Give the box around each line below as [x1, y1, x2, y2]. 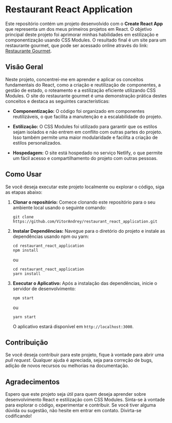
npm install [12, 248, 38, 253]
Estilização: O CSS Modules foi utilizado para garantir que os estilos [12, 123, 158, 129]
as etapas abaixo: [5, 189, 42, 195]
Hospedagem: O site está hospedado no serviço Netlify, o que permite [12, 150, 163, 156]
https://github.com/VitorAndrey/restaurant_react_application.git [12, 219, 158, 224]
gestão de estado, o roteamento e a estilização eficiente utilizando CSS [5, 87, 156, 93]
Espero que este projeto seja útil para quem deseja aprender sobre [5, 391, 146, 397]
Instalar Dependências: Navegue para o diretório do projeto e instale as [12, 228, 165, 234]
